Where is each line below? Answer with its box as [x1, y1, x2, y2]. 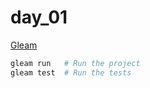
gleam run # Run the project [10, 58, 141, 68]
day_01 [10, 6, 68, 29]
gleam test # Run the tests [10, 67, 132, 78]
